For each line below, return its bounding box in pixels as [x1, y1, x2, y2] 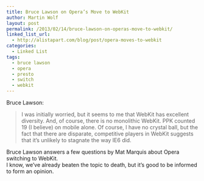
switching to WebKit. [6, 155, 58, 162]
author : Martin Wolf [6, 15, 59, 21]
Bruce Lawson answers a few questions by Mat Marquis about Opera [6, 148, 180, 155]
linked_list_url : [6, 32, 51, 38]
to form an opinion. [6, 168, 54, 175]
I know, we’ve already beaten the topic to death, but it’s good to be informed [6, 162, 198, 168]
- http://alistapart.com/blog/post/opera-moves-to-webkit [12, 37, 163, 43]
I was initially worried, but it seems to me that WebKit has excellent [21, 111, 189, 118]
